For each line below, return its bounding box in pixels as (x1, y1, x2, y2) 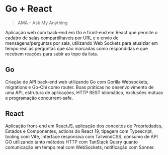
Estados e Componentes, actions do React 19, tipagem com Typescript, (5, 128, 153, 134)
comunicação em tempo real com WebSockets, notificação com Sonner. (5, 144, 155, 150)
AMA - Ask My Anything (17, 20, 68, 26)
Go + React (5, 3, 52, 15)
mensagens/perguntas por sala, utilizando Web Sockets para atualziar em (5, 40, 158, 46)
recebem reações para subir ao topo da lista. (5, 51, 98, 57)
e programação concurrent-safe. (5, 95, 73, 101)
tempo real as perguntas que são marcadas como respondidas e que (5, 45, 148, 51)
